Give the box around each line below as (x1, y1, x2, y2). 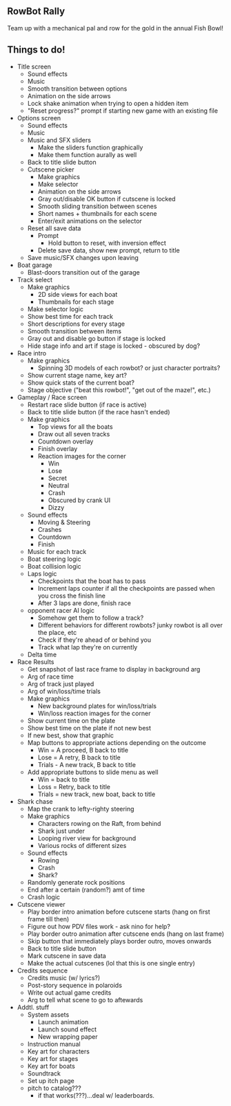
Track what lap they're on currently (37, 643, 138, 651)
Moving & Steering (37, 518, 91, 526)
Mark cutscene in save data (27, 951, 107, 960)
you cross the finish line (37, 591, 106, 600)
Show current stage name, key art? (27, 371, 128, 379)
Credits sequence (17, 966, 68, 975)
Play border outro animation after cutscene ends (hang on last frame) (27, 930, 225, 938)
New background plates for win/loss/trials (37, 701, 157, 710)
